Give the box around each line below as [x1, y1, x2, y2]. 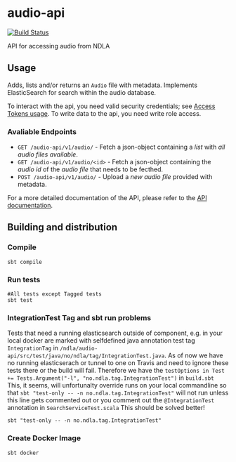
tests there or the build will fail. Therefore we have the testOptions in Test [7, 367, 225, 375]
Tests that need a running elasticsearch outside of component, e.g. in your [7, 329, 223, 338]
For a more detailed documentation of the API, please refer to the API [7, 194, 207, 202]
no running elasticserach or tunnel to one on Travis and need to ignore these [7, 359, 229, 367]
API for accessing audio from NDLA [7, 41, 110, 50]
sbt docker [7, 449, 39, 456]
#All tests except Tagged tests [7, 291, 102, 298]
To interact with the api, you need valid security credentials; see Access [7, 102, 216, 110]
